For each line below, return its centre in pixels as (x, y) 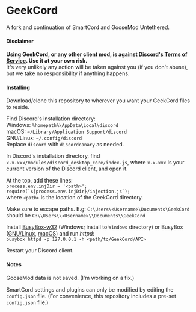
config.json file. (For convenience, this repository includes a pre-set (91, 296)
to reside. (18, 107)
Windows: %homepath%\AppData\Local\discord (63, 125)
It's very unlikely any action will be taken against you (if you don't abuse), (97, 67)
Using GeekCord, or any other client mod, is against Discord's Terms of (97, 54)
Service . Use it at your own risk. (47, 61)
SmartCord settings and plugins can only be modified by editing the (90, 289)
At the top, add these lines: (40, 181)
